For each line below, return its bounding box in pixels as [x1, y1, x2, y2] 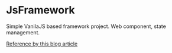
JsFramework [6, 3, 75, 17]
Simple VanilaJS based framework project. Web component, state [6, 23, 167, 30]
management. [6, 29, 40, 36]
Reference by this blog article [6, 40, 78, 47]
